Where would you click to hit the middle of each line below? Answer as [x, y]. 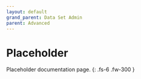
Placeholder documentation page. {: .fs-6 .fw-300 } [70, 69]
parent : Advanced [28, 23]
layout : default [27, 12]
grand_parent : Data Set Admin [44, 17]
